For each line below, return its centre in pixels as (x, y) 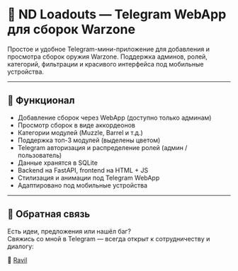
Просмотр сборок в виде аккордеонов (76, 125)
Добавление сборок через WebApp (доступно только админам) (114, 117)
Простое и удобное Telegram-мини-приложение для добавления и (109, 49)
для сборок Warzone (72, 29)
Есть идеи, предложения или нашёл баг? (69, 231)
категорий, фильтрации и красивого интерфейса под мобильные (106, 64)
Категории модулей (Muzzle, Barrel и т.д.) (80, 132)
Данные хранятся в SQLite (57, 163)
